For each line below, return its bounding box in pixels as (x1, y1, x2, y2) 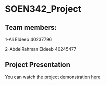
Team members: (5, 23, 57, 32)
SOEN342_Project (5, 3, 82, 15)
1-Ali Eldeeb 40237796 (5, 36, 52, 42)
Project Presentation (5, 61, 71, 69)
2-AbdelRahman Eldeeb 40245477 (5, 46, 77, 52)
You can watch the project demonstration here (5, 74, 101, 80)
